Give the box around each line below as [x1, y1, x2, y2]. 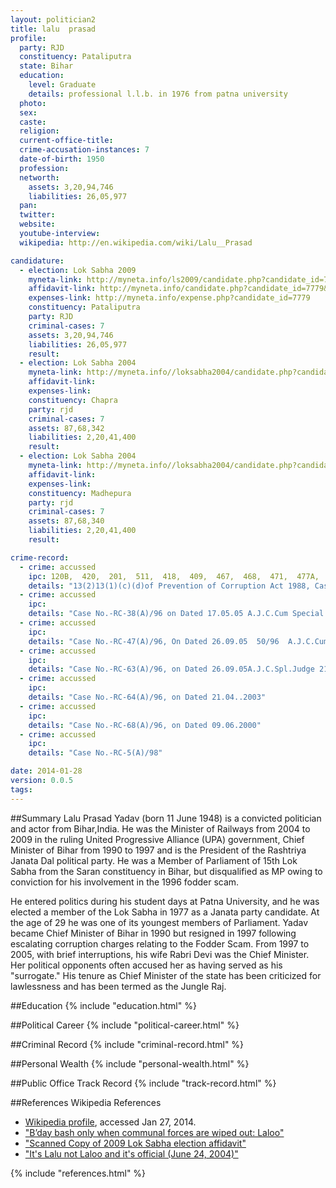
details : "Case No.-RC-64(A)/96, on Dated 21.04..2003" [28, 692, 267, 702]
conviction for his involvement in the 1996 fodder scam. [10, 876, 240, 888]
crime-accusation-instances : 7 [19, 145, 150, 155]
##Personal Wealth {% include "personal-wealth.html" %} [10, 1057, 250, 1070]
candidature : [10, 256, 65, 266]
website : [19, 219, 56, 230]
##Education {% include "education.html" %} [10, 999, 197, 1011]
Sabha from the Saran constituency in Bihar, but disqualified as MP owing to [10, 865, 323, 877]
